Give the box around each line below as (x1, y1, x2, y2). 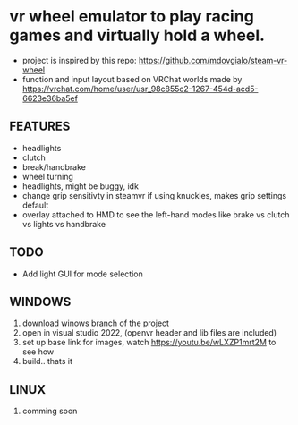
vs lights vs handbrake (21, 218, 106, 229)
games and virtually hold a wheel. (9, 25, 266, 46)
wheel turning (21, 171, 74, 182)
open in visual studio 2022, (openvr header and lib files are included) (21, 327, 277, 338)
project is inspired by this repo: (21, 55, 137, 65)
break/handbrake (21, 161, 87, 172)
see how (21, 346, 55, 357)
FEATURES (9, 119, 71, 134)
